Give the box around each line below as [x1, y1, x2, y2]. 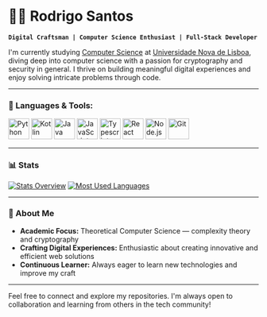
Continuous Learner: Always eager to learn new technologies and [19, 260, 238, 269]
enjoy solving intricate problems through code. [8, 72, 161, 82]
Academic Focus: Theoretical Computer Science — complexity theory [19, 226, 251, 235]
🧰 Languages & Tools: [8, 99, 94, 110]
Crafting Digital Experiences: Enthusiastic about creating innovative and [19, 242, 258, 253]
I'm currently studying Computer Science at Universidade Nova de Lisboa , [8, 47, 252, 56]
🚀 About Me [8, 208, 55, 219]
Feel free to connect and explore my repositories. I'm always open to [8, 291, 233, 300]
